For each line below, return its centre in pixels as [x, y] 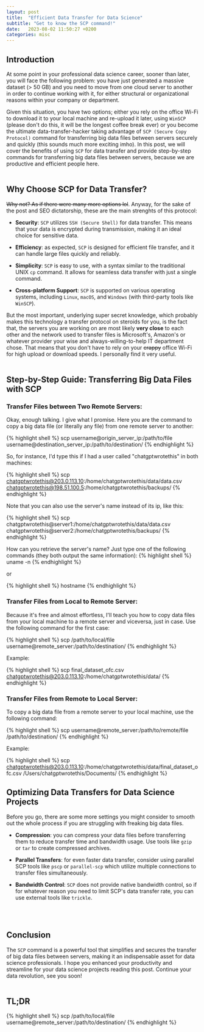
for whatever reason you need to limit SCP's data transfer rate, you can [104, 891]
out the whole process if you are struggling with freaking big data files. [95, 823]
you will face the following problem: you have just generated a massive [95, 81]
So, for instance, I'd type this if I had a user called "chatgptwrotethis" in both [102, 456]
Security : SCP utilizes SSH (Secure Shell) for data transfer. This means [104, 222]
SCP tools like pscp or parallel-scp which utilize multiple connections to [106, 866]
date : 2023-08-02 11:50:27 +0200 [51, 29]
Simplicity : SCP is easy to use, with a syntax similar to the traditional [100, 265]
